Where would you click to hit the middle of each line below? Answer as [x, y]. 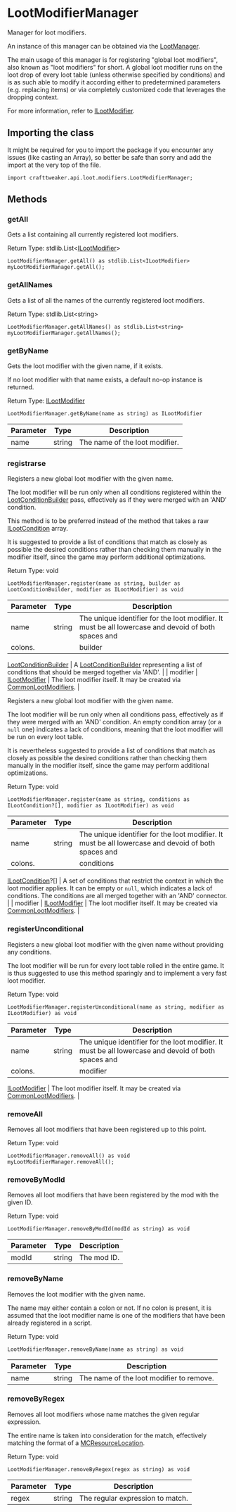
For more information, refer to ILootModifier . [71, 111]
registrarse [27, 463]
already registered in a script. [50, 1323]
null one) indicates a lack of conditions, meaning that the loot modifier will [115, 729]
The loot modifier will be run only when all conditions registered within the [114, 492]
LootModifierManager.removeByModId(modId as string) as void [99, 1229]
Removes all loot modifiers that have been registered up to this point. [107, 1129]
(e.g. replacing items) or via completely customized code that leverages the [117, 89]
